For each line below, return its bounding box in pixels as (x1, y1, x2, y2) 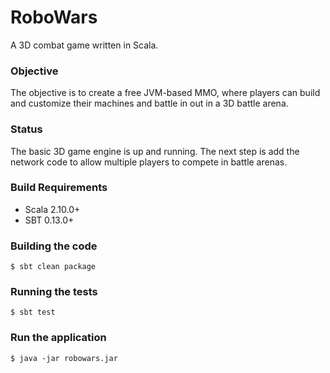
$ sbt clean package (10, 262, 97, 272)
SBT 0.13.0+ (24, 214, 75, 226)
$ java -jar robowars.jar (10, 353, 118, 363)
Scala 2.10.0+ (24, 203, 81, 215)
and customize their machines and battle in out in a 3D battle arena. (10, 97, 289, 110)
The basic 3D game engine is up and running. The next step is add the (10, 145, 300, 157)
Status (10, 122, 43, 136)
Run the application (10, 331, 107, 345)
